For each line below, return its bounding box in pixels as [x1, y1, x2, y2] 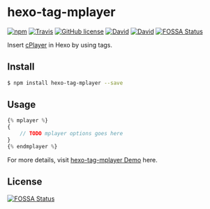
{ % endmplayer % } [7, 143, 58, 150]
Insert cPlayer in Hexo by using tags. [7, 40, 113, 49]
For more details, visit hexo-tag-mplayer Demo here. [7, 155, 158, 164]
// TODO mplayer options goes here [20, 130, 123, 137]
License [7, 176, 43, 188]
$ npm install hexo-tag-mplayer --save [7, 79, 123, 86]
